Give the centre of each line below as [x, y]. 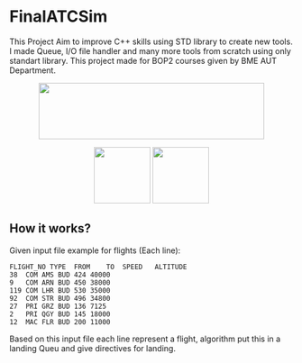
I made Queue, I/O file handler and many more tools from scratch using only [150, 50]
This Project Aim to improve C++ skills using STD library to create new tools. [151, 41]
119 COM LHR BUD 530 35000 [60, 290]
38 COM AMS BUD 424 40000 [60, 275]
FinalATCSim [59, 17]
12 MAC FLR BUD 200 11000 [60, 322]
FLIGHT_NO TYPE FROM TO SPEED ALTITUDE [98, 267]
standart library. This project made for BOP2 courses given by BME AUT [143, 60]
